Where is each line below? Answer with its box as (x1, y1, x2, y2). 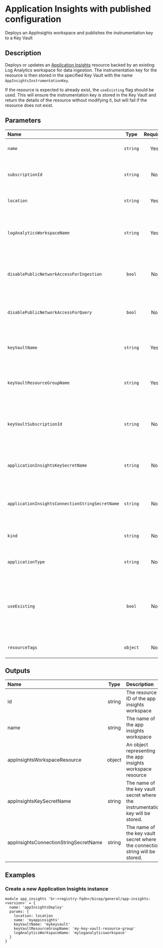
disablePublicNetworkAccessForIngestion (7, 271, 102, 277)
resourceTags (7, 644, 38, 650)
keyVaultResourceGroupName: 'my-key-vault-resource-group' (14, 926, 136, 931)
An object (126, 742, 148, 748)
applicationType (7, 559, 45, 564)
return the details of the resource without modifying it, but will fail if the (5, 97, 147, 103)
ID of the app (126, 695, 156, 702)
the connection (126, 842, 161, 849)
